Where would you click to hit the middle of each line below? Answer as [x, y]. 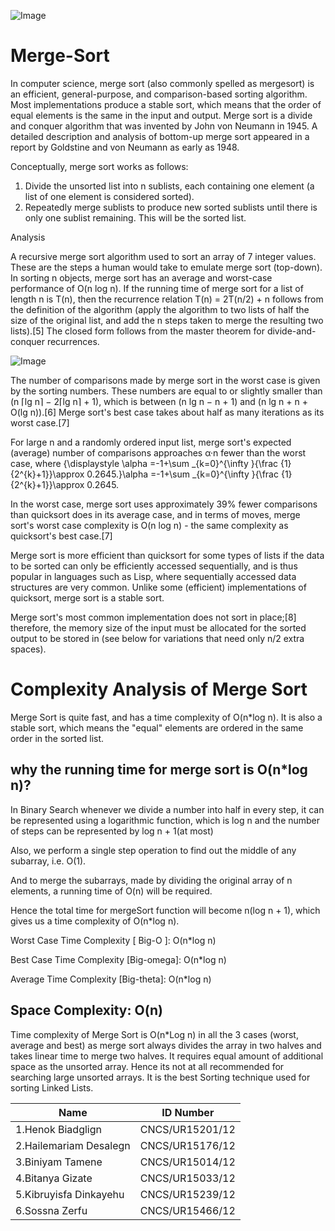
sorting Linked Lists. [52, 1087]
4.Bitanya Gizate [54, 1178]
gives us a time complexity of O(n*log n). [95, 921]
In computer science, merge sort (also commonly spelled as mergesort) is [162, 83]
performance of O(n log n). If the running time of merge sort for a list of [157, 288]
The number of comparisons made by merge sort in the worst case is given [165, 380]
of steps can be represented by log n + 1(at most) [112, 831]
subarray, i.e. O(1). [48, 861]
